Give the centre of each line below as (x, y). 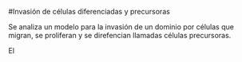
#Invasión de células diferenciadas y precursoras (89, 12)
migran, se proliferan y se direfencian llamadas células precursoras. (120, 35)
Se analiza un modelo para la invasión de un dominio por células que (121, 27)
